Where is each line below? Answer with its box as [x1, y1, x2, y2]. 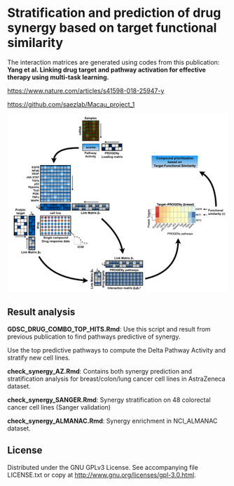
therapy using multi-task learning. [7, 72, 109, 81]
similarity [7, 35, 64, 51]
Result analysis [7, 306, 76, 318]
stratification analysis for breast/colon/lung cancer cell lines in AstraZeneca [7, 374, 226, 383]
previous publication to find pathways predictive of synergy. [7, 332, 181, 341]
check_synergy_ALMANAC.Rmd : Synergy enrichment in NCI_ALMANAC [7, 416, 218, 425]
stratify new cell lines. [7, 353, 71, 362]
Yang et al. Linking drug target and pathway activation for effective [7, 65, 207, 74]
